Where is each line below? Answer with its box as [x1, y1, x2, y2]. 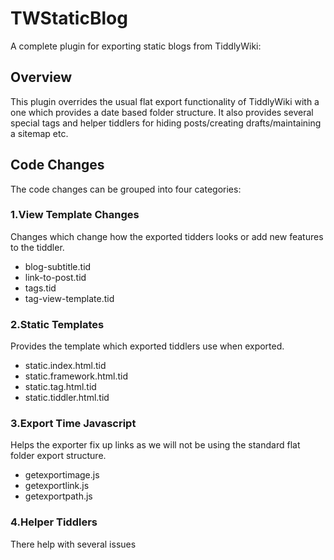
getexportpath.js [24, 490, 93, 502]
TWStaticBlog [10, 7, 128, 30]
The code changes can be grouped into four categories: [10, 183, 242, 195]
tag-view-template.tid [24, 292, 115, 304]
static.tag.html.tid [24, 381, 97, 393]
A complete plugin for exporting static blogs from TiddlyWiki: [10, 40, 262, 52]
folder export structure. [10, 450, 107, 462]
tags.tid [24, 282, 57, 294]
